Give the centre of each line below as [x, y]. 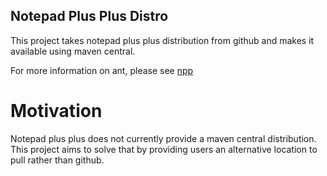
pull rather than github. [57, 160]
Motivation [56, 111]
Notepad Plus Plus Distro [89, 16]
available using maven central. [73, 51]
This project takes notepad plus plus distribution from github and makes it [162, 40]
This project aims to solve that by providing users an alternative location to [164, 149]
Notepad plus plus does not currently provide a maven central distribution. [163, 138]
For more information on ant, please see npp [102, 70]
